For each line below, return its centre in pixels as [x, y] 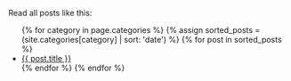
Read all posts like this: [50, 13]
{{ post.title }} [46, 58]
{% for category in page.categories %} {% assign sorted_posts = [141, 30]
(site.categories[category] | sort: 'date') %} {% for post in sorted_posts [151, 40]
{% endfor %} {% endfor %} [73, 68]
